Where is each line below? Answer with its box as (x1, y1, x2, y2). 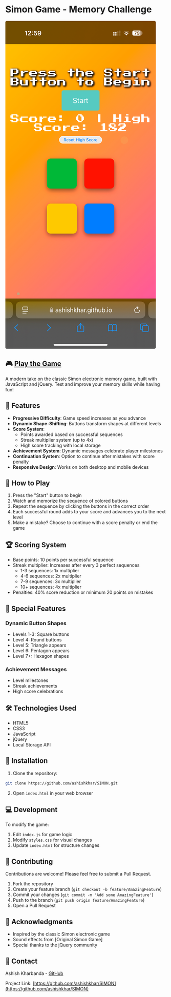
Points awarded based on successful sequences (20, 431, 123, 438)
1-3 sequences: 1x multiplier (20, 568, 79, 574)
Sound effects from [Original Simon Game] (12, 937, 103, 943)
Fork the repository (12, 881, 54, 887)
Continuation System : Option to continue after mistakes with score (12, 453, 155, 459)
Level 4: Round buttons (12, 636, 62, 642)
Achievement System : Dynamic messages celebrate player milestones (12, 447, 163, 454)
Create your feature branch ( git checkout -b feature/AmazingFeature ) (12, 886, 162, 892)
